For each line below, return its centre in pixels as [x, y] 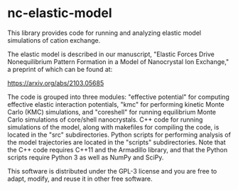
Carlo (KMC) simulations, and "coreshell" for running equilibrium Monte [112, 112]
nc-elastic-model [60, 13]
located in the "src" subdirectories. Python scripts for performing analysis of [119, 134]
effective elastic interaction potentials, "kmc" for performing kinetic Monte [116, 104]
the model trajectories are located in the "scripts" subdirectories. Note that [117, 142]
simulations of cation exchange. [54, 40]
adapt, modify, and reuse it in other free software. [80, 179]
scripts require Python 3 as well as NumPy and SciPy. [86, 157]
